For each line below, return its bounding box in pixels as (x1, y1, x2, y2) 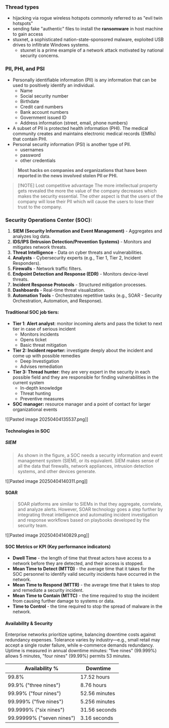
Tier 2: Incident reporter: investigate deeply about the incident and (12, 347, 153, 353)
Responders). (12, 260, 41, 266)
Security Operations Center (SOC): (5, 216, 92, 223)
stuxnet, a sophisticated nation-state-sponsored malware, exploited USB (12, 36, 164, 42)
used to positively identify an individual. (12, 82, 95, 88)
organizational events (12, 406, 58, 413)
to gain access (12, 31, 43, 37)
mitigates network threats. (12, 244, 67, 250)
